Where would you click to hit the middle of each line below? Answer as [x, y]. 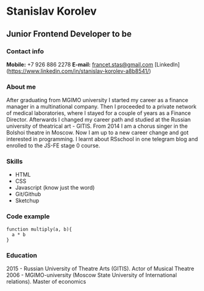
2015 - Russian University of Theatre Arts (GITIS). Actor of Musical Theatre [100, 269]
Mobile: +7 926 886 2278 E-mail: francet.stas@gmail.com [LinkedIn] [93, 64]
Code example [28, 216]
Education [22, 255]
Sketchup [27, 201]
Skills [15, 161]
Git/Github [28, 194]
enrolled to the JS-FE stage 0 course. [53, 145]
